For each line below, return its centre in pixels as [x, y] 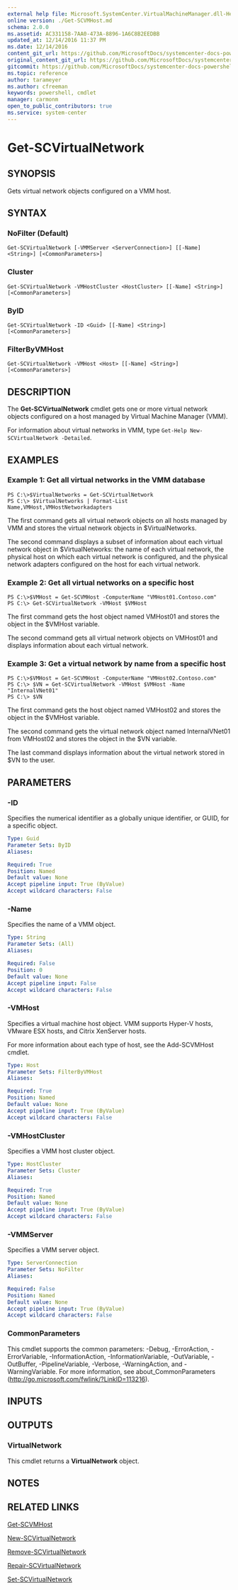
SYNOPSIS [32, 174]
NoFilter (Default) [38, 233]
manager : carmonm [33, 100]
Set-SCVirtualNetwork [40, 1579]
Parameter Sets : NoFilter [45, 1270]
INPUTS [25, 1401]
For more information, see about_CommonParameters [137, 1371]
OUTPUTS [30, 1425]
